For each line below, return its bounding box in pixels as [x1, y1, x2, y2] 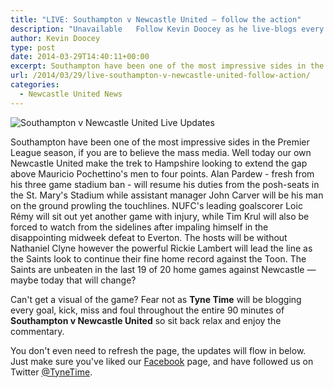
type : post [10, 42, 56, 53]
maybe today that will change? [10, 274, 137, 286]
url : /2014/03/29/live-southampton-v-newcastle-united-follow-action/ [10, 71, 311, 81]
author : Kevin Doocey [10, 33, 101, 43]
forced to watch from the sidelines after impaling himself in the [10, 221, 269, 233]
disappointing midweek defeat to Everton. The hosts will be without [10, 231, 288, 243]
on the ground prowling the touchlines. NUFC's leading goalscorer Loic [10, 199, 303, 211]
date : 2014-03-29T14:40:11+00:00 [10, 52, 150, 62]
